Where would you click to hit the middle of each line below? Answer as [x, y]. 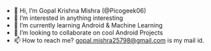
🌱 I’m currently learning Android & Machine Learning [88, 25]
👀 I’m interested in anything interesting [68, 18]
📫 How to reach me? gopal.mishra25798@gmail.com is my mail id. [109, 40]
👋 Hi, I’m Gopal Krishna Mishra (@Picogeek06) [80, 11]
